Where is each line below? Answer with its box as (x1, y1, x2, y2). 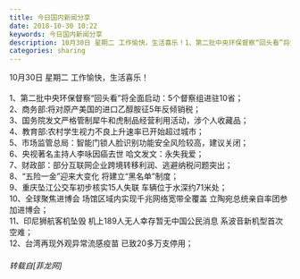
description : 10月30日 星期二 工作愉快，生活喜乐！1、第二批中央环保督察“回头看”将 (9, 38, 290, 47)
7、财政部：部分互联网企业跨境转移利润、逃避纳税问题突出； (9, 160, 233, 171)
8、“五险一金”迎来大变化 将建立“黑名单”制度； (9, 171, 179, 182)
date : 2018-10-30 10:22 (9, 21, 98, 30)
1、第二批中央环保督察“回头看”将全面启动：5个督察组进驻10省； (9, 93, 244, 104)
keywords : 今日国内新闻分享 (9, 30, 103, 38)
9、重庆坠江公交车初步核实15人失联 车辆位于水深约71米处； (9, 182, 228, 193)
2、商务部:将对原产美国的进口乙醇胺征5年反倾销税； (9, 104, 201, 114)
